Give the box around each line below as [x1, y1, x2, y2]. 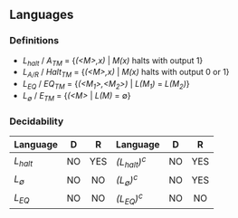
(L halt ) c [116, 154, 147, 170]
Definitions [9, 34, 60, 47]
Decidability [9, 115, 64, 128]
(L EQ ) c [116, 190, 143, 206]
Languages [9, 7, 74, 23]
